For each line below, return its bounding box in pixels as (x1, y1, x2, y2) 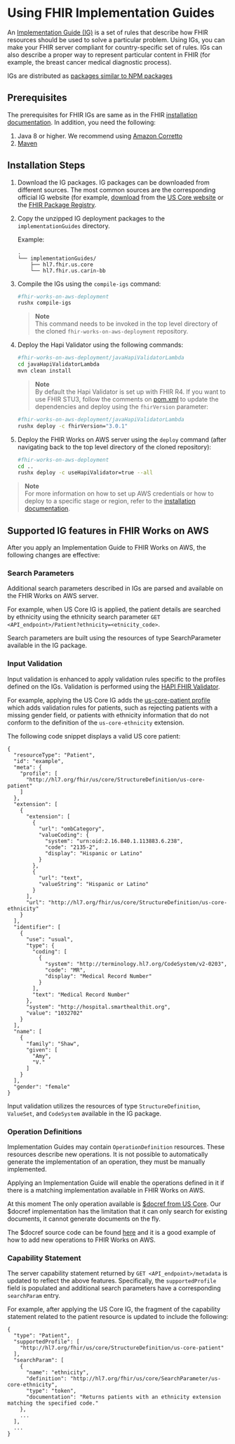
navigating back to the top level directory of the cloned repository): (17, 442, 212, 451)
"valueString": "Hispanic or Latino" (38, 880, 149, 887)
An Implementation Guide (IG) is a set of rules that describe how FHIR (7, 28, 208, 37)
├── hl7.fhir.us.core (30, 261, 93, 268)
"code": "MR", (44, 967, 86, 974)
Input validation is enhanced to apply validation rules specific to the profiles (7, 675, 226, 683)
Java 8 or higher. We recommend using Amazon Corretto (17, 131, 183, 140)
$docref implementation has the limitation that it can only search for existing (7, 1207, 228, 1216)
